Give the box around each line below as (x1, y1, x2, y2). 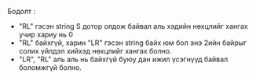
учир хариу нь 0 (18, 30, 74, 39)
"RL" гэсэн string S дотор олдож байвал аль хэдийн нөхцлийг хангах (18, 22, 248, 30)
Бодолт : (7, 7, 36, 16)
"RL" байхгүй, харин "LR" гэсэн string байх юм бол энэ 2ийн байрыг (18, 38, 247, 47)
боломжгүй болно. (18, 63, 82, 72)
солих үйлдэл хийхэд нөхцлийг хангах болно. (18, 47, 172, 55)
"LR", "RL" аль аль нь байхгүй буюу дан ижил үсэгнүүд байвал (18, 54, 229, 64)
